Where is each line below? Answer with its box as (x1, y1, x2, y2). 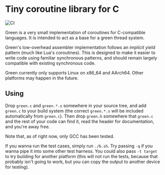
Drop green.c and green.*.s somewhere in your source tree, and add (5, 103, 147, 109)
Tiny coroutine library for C (5, 3, 119, 15)
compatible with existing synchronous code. (5, 60, 96, 66)
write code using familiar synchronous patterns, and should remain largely (5, 55, 158, 60)
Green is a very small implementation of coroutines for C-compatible (5, 29, 146, 35)
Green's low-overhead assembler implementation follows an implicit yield (5, 44, 156, 50)
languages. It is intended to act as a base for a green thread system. (5, 35, 145, 41)
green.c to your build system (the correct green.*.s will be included (5, 108, 144, 114)
